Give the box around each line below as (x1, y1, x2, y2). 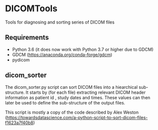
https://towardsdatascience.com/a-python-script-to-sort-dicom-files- (6, 114, 148, 120)
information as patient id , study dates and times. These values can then (5, 94, 151, 101)
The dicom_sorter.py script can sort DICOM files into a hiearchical (5, 84, 138, 90)
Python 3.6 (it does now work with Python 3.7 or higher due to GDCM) (12, 46, 154, 52)
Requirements (5, 33, 49, 42)
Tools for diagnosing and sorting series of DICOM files (5, 19, 115, 25)
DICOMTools (5, 3, 58, 14)
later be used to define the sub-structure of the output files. (5, 100, 126, 105)
